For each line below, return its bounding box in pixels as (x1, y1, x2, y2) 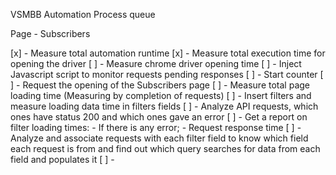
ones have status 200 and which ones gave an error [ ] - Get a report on (10, 111, 308, 123)
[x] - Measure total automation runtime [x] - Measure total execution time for (10, 47, 326, 59)
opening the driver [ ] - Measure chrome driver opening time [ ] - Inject (10, 58, 302, 69)
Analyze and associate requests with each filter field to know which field (10, 132, 309, 144)
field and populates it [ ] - (10, 154, 115, 165)
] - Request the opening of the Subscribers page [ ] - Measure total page (10, 79, 311, 91)
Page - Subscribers (10, 28, 91, 39)
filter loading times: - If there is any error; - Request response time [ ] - (10, 122, 302, 133)
